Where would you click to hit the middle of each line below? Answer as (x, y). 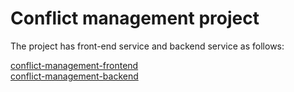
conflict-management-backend (74, 76)
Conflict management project (135, 18)
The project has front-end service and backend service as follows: (147, 46)
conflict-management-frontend (74, 65)
